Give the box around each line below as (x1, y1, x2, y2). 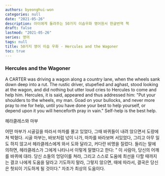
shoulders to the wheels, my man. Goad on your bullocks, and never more (5, 97, 155, 103)
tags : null (5, 40, 28, 44)
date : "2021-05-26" (5, 16, 45, 21)
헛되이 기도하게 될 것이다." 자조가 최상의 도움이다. (10, 165, 105, 171)
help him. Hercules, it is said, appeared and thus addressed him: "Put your (5, 92, 156, 98)
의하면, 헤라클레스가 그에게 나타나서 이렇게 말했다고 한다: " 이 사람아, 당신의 (5, 147, 150, 153)
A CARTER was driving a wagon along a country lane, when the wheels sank (5, 76, 160, 82)
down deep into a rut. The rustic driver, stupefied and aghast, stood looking (5, 81, 159, 87)
